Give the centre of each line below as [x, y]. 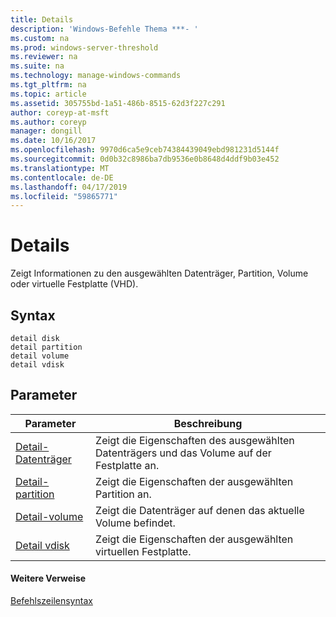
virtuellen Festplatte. [143, 551]
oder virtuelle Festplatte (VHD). [74, 284]
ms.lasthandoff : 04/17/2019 [69, 187]
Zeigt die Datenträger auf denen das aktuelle [200, 510]
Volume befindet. [135, 523]
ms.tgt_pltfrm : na [48, 85]
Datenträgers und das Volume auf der [183, 453]
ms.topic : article [48, 94]
